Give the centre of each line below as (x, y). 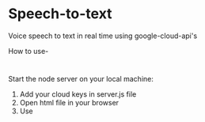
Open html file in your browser (69, 103)
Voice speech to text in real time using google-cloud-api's (103, 36)
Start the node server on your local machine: (81, 79)
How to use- (28, 51)
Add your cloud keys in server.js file (78, 94)
